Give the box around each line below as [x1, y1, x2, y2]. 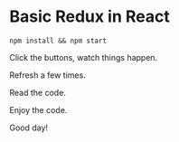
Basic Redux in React [9, 6, 170, 27]
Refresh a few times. [9, 70, 86, 80]
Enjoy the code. [9, 104, 68, 115]
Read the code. [9, 87, 66, 98]
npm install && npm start [9, 36, 107, 45]
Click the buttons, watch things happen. [9, 52, 158, 62]
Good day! [9, 122, 48, 133]
